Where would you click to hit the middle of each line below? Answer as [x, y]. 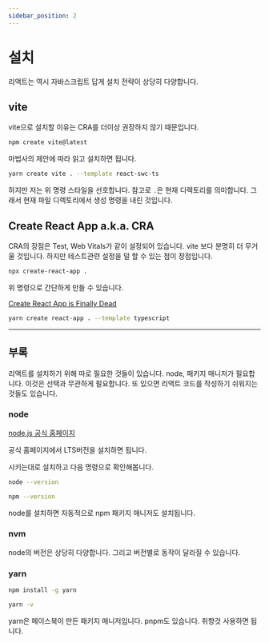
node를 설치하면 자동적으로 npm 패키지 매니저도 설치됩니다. [102, 513]
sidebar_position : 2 [43, 16]
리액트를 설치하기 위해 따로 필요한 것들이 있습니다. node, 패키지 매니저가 [121, 373]
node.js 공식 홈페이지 [42, 433]
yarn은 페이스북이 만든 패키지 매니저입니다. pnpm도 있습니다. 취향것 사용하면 [129, 621]
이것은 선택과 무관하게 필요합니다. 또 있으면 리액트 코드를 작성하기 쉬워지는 [142, 383]
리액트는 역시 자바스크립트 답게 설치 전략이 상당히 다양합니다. [103, 82]
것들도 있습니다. [33, 393]
